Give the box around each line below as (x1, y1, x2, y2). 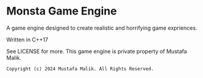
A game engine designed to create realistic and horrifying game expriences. (6, 24, 198, 31)
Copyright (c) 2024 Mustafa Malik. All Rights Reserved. (6, 65, 154, 72)
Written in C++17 (6, 36, 49, 43)
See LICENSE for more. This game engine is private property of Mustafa (6, 47, 187, 55)
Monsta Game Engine (6, 4, 117, 18)
